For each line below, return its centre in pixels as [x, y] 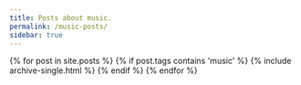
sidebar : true [36, 35]
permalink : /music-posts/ [58, 27]
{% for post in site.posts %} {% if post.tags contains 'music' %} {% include [150, 61]
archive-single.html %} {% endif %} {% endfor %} [104, 70]
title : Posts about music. [61, 18]
